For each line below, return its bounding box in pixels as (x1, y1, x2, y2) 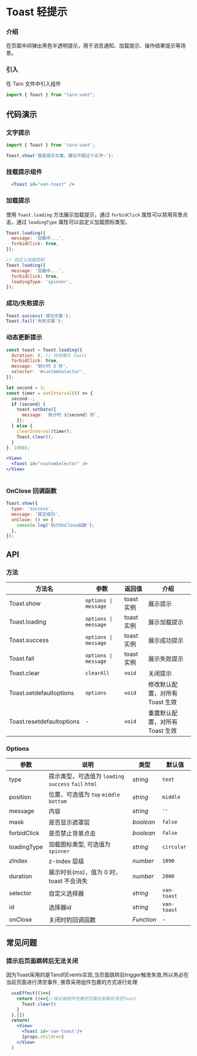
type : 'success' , (11, 506, 54, 512)
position (9, 793, 31, 801)
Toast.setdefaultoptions (9, 689, 74, 697)
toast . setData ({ (16, 407, 57, 412)
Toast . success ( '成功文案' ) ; (6, 313, 72, 319)
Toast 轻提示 (6, 5, 67, 19)
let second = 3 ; (6, 385, 46, 391)
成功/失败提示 (6, 299, 45, 307)
